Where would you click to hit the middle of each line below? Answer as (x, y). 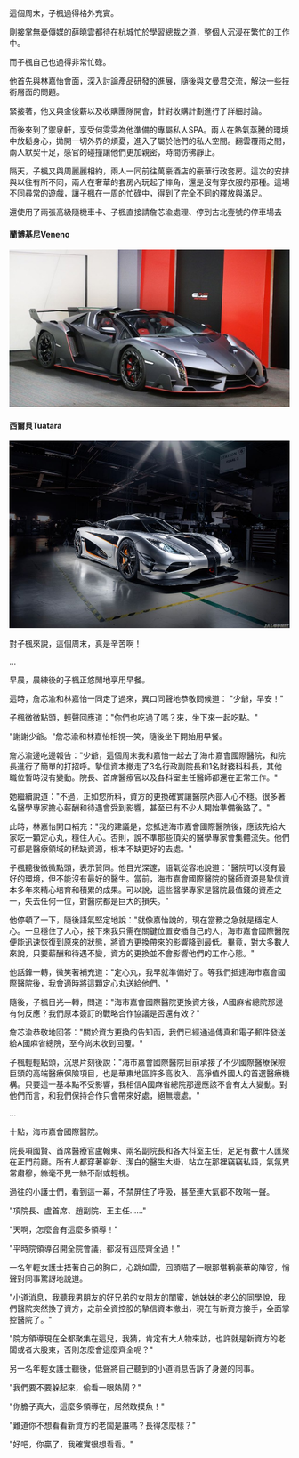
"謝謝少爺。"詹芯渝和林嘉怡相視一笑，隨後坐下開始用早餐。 (118, 736)
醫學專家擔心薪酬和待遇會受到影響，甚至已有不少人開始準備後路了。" (143, 807)
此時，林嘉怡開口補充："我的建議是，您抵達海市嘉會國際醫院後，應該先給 (144, 826)
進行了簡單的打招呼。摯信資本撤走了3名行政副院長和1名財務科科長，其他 (149, 766)
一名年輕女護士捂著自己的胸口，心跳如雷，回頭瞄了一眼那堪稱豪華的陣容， (145, 1267)
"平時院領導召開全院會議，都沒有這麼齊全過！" (95, 1249)
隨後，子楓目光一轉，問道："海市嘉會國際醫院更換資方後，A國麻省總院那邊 (146, 1002)
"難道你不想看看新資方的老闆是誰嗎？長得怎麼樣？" (103, 1425)
